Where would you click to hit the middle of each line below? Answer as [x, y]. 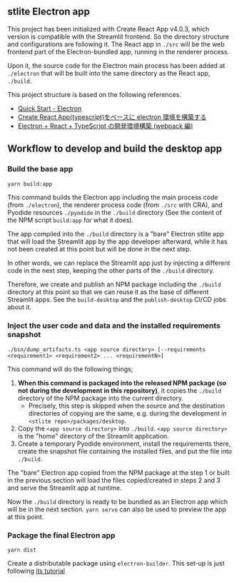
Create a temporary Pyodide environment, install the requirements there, [124, 443]
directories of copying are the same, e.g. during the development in [127, 413]
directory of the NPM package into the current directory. [101, 398]
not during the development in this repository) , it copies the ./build [119, 390]
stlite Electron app [49, 12]
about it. [20, 307]
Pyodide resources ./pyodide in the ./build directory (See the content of [115, 213]
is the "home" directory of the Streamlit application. [93, 436]
